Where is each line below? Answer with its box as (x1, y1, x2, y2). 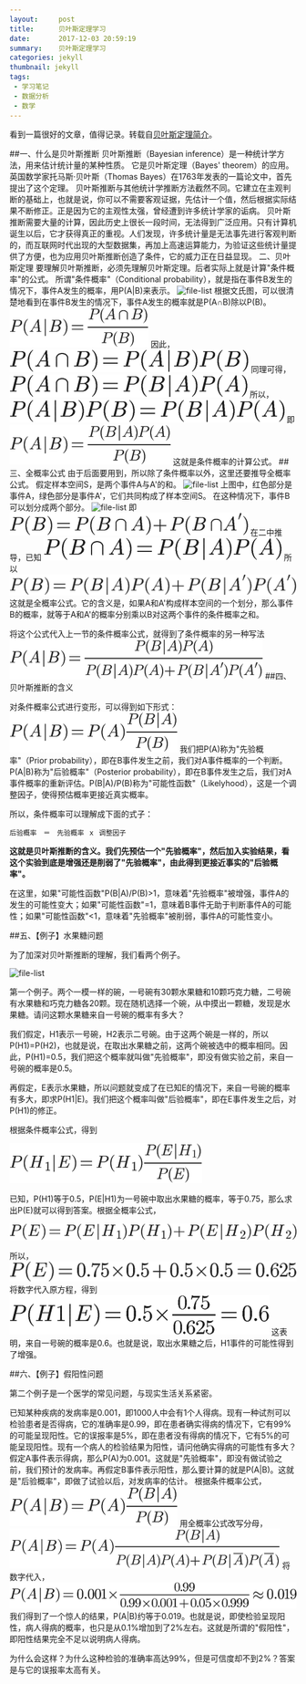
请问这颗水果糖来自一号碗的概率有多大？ (33, 1009, 185, 1020)
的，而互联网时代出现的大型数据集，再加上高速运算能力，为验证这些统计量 (9, 239, 289, 250)
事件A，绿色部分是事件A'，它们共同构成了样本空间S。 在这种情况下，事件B (9, 490, 291, 501)
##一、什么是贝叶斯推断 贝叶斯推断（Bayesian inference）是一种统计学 (9, 148, 278, 159)
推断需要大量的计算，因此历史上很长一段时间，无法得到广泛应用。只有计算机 (9, 216, 297, 227)
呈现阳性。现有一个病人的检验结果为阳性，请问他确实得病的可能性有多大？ (16, 1441, 297, 1452)
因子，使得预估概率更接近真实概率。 (16, 789, 153, 800)
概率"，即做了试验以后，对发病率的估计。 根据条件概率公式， (36, 1475, 267, 1486)
